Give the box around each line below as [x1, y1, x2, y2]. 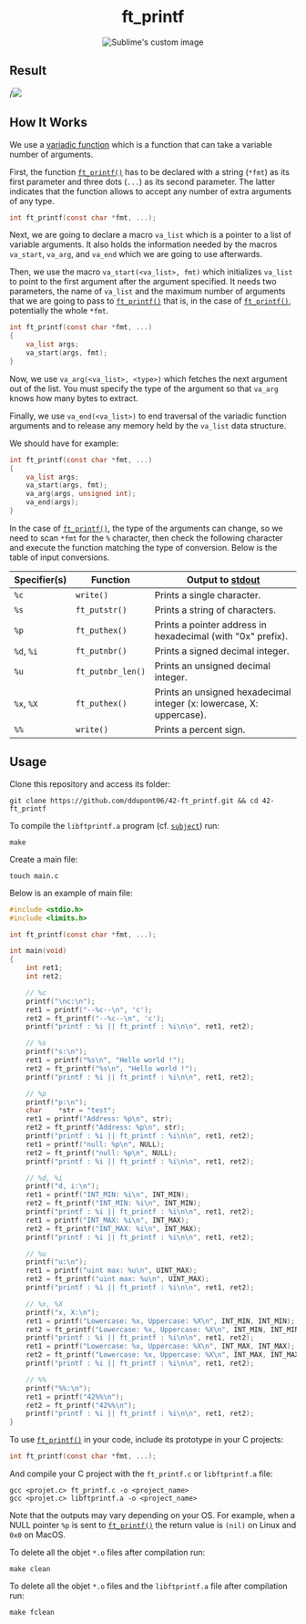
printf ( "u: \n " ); [25, 1257, 88, 1267]
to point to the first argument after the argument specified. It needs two [9, 276, 277, 287]
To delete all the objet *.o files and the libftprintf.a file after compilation [9, 1580, 289, 1591]
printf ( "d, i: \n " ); [25, 1182, 100, 1191]
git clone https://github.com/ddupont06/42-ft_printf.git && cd [9, 796, 259, 805]
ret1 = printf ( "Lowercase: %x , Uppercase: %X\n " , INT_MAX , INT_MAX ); [25, 1342, 296, 1351]
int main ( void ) [9, 946, 67, 956]
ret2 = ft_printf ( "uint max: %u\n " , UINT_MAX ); [25, 1275, 209, 1284]
